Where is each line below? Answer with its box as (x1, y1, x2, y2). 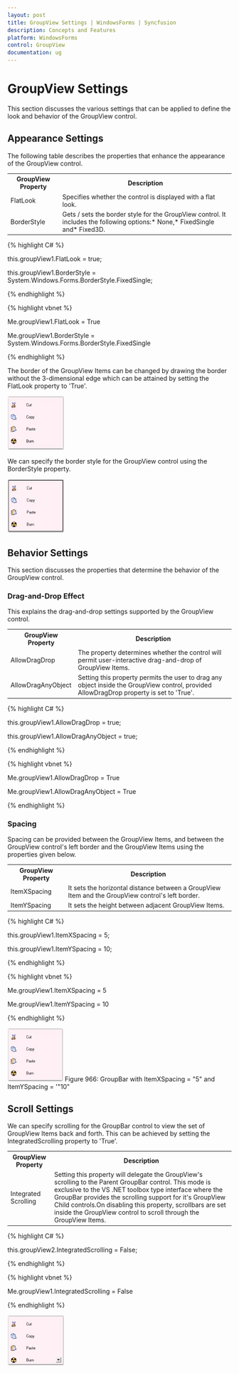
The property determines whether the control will (78, 648, 222, 657)
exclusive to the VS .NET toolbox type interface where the (54, 1185, 223, 1194)
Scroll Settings (7, 1103, 74, 1116)
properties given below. (7, 850, 77, 859)
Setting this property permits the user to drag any (78, 673, 223, 682)
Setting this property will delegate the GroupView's (54, 1170, 203, 1179)
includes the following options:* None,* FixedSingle (62, 218, 215, 226)
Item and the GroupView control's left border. (68, 891, 201, 899)
